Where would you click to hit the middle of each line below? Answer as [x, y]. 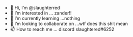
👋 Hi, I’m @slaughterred [35, 8]
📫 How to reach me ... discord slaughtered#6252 [62, 29]
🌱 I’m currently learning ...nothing [45, 18]
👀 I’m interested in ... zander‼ [41, 13]
